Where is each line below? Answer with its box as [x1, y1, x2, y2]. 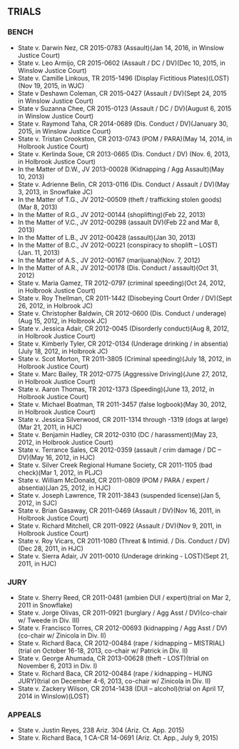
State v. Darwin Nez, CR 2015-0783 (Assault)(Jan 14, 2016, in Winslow [17, 43, 225, 52]
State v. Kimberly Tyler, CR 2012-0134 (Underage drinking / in [17, 339, 200, 348]
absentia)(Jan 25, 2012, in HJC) [17, 483, 111, 492]
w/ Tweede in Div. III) [17, 615, 80, 624]
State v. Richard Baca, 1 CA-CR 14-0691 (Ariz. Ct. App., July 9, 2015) [17, 733, 219, 742]
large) [210, 415, 228, 423]
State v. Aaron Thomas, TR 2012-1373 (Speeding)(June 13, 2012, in [17, 385, 215, 393]
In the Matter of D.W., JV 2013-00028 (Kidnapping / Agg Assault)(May [17, 164, 225, 174]
